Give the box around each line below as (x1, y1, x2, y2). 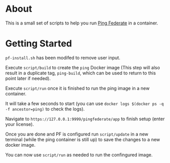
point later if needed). (5, 75, 51, 81)
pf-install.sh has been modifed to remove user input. (5, 55, 120, 61)
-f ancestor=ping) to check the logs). (5, 105, 85, 112)
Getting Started (5, 38, 72, 49)
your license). (5, 121, 34, 127)
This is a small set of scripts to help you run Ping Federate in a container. (5, 20, 158, 26)
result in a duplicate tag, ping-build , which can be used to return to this (5, 70, 156, 76)
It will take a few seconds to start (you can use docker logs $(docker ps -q (5, 100, 164, 106)
